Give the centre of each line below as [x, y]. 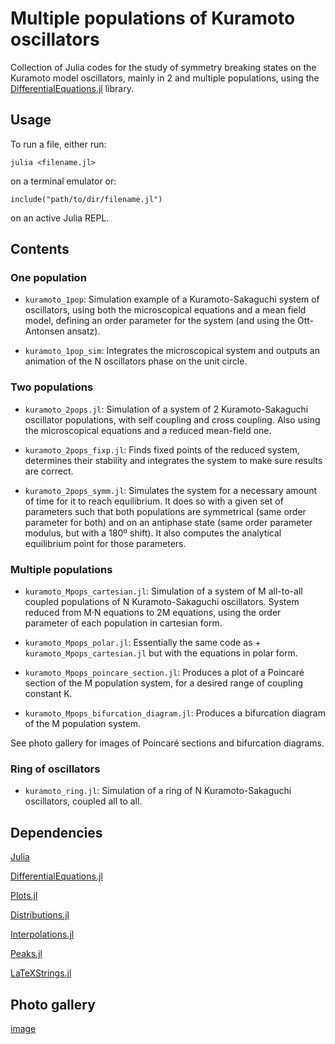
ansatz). [83, 331]
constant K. [48, 694]
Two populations [52, 387]
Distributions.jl [40, 915]
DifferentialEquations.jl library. [72, 88]
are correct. [49, 471]
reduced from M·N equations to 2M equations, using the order [153, 613]
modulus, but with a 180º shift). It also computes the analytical [153, 533]
